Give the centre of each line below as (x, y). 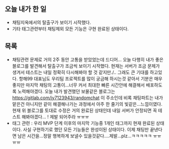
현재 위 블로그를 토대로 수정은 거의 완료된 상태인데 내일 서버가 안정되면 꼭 (84, 110)
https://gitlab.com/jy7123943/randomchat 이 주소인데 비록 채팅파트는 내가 (88, 98)
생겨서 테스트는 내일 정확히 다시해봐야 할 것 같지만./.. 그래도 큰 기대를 (80, 72)
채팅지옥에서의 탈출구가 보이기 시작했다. (52, 22)
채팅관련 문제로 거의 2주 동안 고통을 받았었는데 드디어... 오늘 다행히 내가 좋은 (88, 59)
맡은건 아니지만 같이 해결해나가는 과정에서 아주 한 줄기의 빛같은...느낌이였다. (87, 104)
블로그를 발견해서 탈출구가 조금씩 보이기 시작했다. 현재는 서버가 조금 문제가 (86, 66)
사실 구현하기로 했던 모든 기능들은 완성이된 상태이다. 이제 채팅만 (86, 129)
